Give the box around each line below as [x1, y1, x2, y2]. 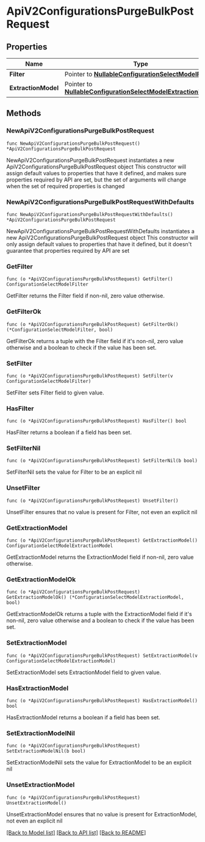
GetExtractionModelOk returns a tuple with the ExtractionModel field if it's [6, 611, 192, 618]
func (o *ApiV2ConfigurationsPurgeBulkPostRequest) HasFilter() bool [6, 418, 187, 424]
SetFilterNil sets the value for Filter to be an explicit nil [6, 468, 142, 476]
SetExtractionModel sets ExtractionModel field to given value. [6, 669, 162, 676]
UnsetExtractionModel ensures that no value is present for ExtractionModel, [6, 810, 197, 818]
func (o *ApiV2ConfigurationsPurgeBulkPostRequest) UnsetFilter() [6, 498, 179, 504]
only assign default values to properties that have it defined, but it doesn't [6, 240, 192, 248]
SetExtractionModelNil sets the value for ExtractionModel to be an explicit [6, 759, 192, 766]
